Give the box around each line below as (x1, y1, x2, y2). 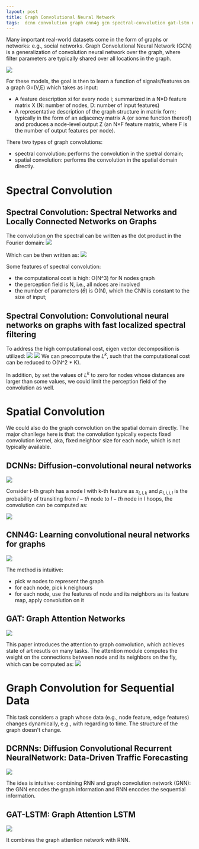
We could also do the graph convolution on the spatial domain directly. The (6, 424, 190, 432)
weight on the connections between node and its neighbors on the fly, (6, 653, 177, 661)
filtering (6, 329, 37, 339)
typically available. (6, 444, 52, 451)
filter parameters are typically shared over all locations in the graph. (6, 55, 172, 62)
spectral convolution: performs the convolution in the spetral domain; (14, 150, 184, 158)
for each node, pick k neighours (14, 584, 93, 591)
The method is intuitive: (6, 566, 63, 573)
